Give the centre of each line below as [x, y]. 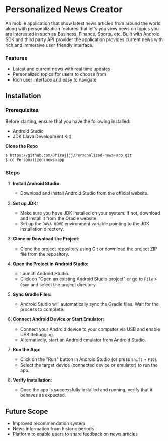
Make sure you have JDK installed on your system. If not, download [90, 213]
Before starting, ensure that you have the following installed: [68, 121]
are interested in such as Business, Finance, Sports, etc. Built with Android [82, 34]
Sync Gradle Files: [32, 294]
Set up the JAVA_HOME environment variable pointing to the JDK [85, 224]
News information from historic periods [53, 429]
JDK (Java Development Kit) [42, 136]
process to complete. [42, 309]
